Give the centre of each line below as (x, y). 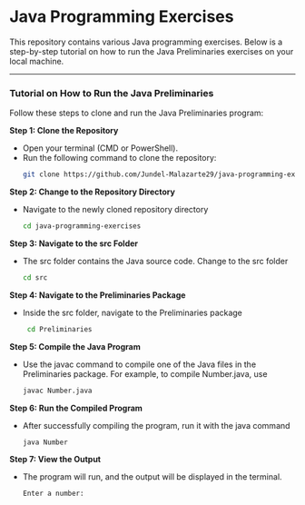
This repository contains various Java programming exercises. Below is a (146, 42)
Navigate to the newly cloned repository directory (115, 210)
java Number (45, 442)
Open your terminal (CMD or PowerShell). (100, 148)
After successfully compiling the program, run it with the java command (156, 425)
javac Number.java (57, 391)
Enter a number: (53, 494)
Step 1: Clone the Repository (64, 131)
